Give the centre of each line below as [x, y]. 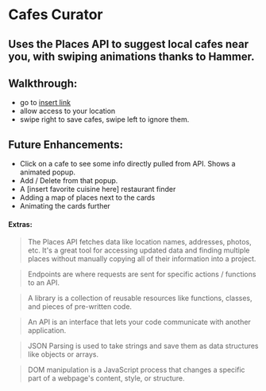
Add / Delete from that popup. [69, 181]
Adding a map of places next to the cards [87, 197]
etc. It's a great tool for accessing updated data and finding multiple [139, 250]
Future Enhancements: [66, 145]
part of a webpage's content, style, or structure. [106, 378]
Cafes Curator [56, 15]
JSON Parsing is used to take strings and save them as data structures [143, 346]
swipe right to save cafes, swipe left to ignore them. [104, 119]
